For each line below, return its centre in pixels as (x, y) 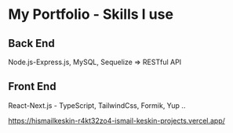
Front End (32, 86)
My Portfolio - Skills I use (91, 14)
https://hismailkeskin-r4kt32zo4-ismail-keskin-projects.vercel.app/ (117, 120)
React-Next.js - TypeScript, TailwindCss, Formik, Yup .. (97, 105)
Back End (31, 43)
